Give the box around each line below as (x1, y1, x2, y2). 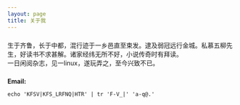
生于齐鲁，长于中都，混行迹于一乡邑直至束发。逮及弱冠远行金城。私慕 (7, 41, 214, 50)
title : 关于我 (7, 17, 46, 24)
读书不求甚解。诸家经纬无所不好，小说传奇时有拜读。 (26, 50, 183, 59)
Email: (7, 77, 26, 86)
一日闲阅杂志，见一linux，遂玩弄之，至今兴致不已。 (7, 59, 159, 67)
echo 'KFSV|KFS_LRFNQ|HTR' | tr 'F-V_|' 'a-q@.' (7, 91, 155, 98)
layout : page (7, 10, 46, 18)
